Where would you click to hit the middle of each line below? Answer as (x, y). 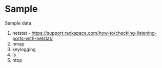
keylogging (24, 49)
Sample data (18, 23)
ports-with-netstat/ (33, 38)
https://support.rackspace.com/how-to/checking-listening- (94, 33)
